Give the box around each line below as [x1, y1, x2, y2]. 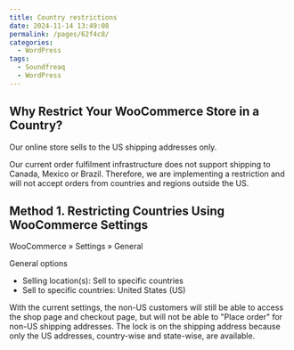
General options [9, 258, 69, 269]
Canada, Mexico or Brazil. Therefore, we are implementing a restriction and [9, 168, 285, 179]
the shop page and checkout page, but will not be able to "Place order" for [9, 312, 283, 322]
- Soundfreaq [17, 63, 66, 72]
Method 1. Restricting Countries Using [9, 203, 225, 218]
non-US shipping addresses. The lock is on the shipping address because [9, 322, 281, 332]
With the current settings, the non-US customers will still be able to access [9, 302, 284, 313]
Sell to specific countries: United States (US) [21, 285, 186, 296]
